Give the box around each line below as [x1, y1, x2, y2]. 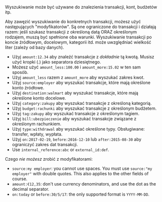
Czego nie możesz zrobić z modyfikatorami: [5, 156, 93, 162]
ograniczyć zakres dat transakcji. [12, 142, 78, 147]
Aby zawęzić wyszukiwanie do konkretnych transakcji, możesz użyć [5, 19, 141, 24]
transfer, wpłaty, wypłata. [12, 131, 63, 137]
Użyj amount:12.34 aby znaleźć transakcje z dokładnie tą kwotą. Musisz [12, 54, 155, 60]
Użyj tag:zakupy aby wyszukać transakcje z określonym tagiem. [12, 111, 140, 116]
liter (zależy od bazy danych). [5, 45, 64, 50]
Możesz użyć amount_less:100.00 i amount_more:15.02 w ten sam [12, 64, 141, 70]
